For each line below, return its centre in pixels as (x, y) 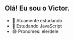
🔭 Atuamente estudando (37, 20)
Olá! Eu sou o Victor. (37, 8)
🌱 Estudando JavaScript (37, 26)
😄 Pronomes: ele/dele (35, 31)
